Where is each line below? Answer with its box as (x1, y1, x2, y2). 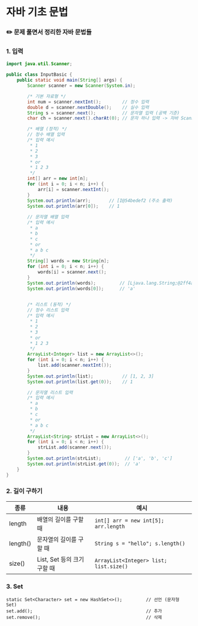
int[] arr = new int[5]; (94, 517, 164, 524)
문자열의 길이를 (37, 535, 77, 543)
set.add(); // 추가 (6, 608, 162, 614)
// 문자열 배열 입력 (27, 214, 69, 220)
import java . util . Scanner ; (6, 61, 72, 67)
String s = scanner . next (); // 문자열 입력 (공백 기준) (27, 110, 180, 116)
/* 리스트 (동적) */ (27, 302, 72, 308)
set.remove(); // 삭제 (6, 615, 162, 621)
